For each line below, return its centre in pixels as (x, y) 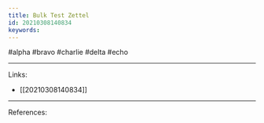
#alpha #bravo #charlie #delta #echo (68, 52)
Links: (18, 74)
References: (27, 112)
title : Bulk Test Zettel (49, 15)
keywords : (24, 30)
